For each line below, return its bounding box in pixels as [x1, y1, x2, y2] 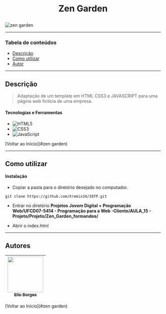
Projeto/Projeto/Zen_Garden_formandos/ [12, 213, 99, 219]
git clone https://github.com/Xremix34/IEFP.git [5, 194, 107, 199]
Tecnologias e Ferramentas [5, 109, 63, 115]
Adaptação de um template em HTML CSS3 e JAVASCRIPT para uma [17, 93, 158, 99]
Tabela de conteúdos [5, 39, 57, 46]
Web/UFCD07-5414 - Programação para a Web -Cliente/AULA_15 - [12, 208, 152, 214]
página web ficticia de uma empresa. [17, 98, 93, 104]
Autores [5, 242, 31, 250]
